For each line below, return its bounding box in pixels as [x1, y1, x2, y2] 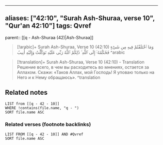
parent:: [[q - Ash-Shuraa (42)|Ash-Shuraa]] [5, 34, 94, 40]
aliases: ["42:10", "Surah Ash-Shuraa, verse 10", [5, 14, 155, 22]
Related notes [5, 88, 48, 97]
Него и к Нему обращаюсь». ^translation [16, 74, 100, 80]
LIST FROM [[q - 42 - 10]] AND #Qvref [5, 131, 83, 137]
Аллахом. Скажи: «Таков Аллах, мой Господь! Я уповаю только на [16, 69, 155, 75]
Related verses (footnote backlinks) [5, 121, 91, 128]
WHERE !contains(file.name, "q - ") [5, 105, 79, 110]
